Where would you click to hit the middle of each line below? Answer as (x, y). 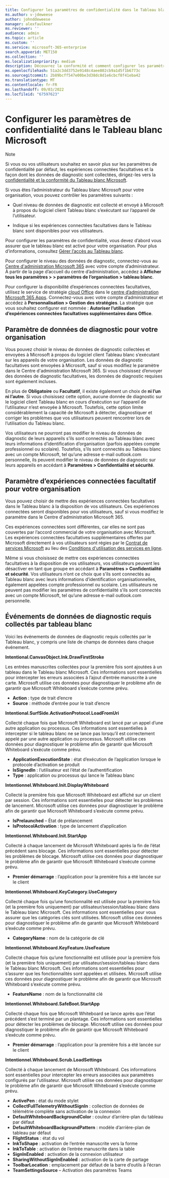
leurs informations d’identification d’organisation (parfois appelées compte (82, 444)
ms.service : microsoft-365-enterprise (46, 47)
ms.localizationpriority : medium (40, 61)
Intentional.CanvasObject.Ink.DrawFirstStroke (55, 657)
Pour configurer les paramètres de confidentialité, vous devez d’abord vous (83, 241)
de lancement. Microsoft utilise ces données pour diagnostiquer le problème (84, 805)
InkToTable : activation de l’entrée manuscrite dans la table (73, 1149)
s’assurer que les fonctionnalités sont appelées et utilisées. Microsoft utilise (83, 973)
